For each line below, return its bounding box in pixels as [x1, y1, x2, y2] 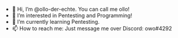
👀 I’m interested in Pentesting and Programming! [11, 12, 133, 19]
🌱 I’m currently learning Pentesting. [11, 18, 100, 25]
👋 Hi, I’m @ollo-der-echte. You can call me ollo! [11, 6, 130, 12]
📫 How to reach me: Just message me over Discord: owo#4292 [11, 25, 172, 32]
